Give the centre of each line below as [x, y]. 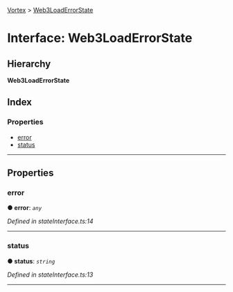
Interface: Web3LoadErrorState [100, 38]
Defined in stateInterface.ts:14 [50, 221]
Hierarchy [29, 64]
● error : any [25, 208]
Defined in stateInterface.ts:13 [50, 275]
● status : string [31, 261]
